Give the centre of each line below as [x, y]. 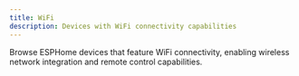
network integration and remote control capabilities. [106, 62]
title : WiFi [32, 18]
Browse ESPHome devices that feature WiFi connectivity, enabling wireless [149, 52]
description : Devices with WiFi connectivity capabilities [123, 26]
